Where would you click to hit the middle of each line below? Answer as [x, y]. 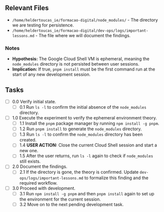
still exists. [30, 162]
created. [28, 140]
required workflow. [38, 183]
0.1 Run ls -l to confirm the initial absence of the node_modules [83, 107]
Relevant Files [27, 8]
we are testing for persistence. [43, 25]
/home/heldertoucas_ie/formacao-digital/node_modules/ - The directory [85, 20]
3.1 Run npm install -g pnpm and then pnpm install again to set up [87, 193]
